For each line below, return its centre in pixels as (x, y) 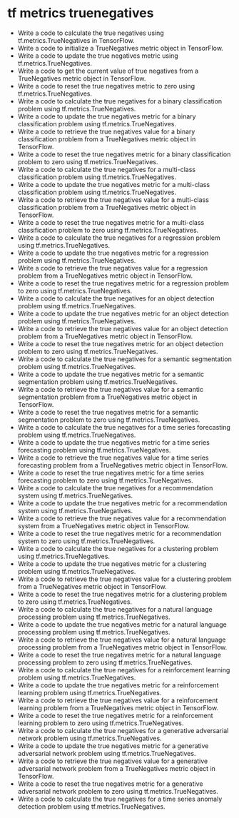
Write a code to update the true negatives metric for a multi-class (114, 184)
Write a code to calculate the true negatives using (91, 33)
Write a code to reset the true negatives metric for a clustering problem (122, 594)
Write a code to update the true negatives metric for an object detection (123, 313)
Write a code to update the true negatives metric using (98, 56)
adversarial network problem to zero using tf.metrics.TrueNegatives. (118, 791)
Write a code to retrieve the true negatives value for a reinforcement (118, 700)
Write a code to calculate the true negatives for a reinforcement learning (124, 670)
